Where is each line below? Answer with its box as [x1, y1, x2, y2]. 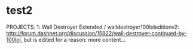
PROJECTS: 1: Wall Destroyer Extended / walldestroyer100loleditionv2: [6, 23, 179, 30]
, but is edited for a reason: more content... [20, 36, 126, 43]
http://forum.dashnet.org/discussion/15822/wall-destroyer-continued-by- [6, 29, 187, 36]
